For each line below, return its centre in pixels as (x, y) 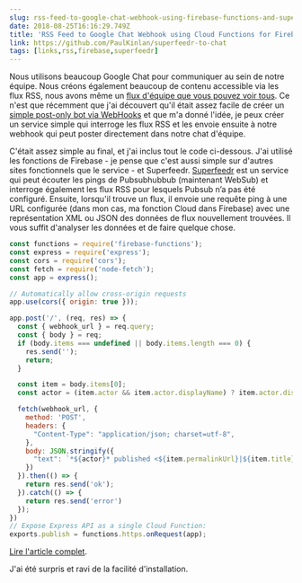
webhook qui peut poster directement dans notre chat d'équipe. (128, 134)
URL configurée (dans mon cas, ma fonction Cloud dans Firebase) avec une (150, 208)
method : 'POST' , (56, 418)
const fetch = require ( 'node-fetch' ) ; (82, 269)
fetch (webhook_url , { (58, 410)
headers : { (46, 426)
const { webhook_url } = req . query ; (86, 327)
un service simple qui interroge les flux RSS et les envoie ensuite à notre (143, 124)
